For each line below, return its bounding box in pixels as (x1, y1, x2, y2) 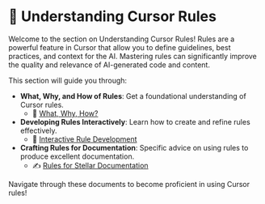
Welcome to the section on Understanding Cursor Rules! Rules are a (8, 34, 235, 44)
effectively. (19, 125, 57, 135)
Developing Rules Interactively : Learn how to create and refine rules (19, 117, 250, 126)
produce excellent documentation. (19, 151, 135, 161)
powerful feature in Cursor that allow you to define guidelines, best (8, 42, 231, 52)
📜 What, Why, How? (32, 108, 99, 118)
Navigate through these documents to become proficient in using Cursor (8, 179, 250, 189)
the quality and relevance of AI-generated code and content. (8, 60, 210, 70)
